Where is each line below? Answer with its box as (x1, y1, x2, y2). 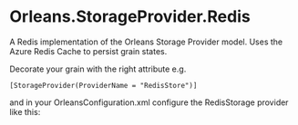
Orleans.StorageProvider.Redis (9, 6, 251, 27)
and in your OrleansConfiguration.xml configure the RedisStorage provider (9, 97, 289, 108)
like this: (9, 106, 41, 117)
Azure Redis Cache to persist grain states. (9, 45, 168, 56)
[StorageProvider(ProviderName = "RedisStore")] (9, 81, 198, 90)
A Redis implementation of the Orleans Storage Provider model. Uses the (9, 36, 283, 47)
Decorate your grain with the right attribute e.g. (9, 63, 187, 74)
